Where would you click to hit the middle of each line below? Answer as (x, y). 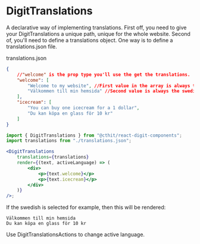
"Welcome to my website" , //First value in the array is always (109, 86)
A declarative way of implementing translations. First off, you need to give (96, 27)
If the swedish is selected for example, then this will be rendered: (86, 208)
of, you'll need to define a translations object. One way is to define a (90, 40)
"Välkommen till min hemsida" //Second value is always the (104, 91)
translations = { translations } (53, 157)
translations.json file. (32, 47)
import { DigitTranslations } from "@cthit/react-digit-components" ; (94, 135)
